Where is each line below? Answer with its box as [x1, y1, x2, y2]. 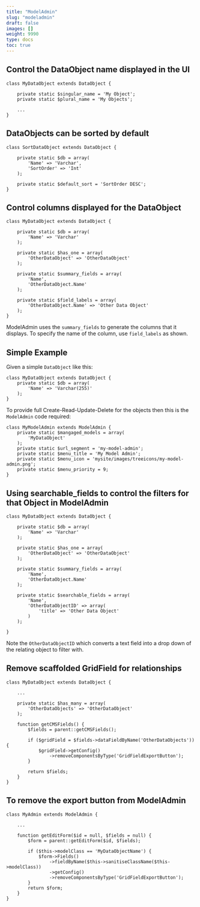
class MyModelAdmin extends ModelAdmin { [6, 425, 112, 431]
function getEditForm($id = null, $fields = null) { [17, 833, 152, 839]
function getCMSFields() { [17, 721, 85, 727]
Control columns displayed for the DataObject [6, 202, 181, 213]
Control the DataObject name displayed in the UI [6, 64, 190, 75]
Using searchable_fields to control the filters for [6, 488, 189, 499]
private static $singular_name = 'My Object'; [17, 91, 136, 97]
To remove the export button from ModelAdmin [6, 795, 186, 805]
